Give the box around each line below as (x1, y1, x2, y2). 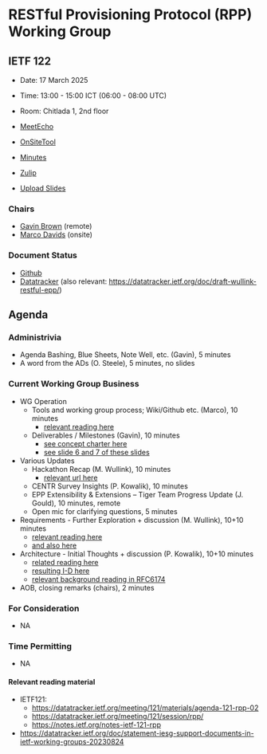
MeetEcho (19, 122, 54, 131)
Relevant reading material (8, 677, 96, 686)
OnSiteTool (19, 137, 56, 147)
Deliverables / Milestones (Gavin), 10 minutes (31, 430, 181, 440)
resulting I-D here (31, 566, 90, 575)
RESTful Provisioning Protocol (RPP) (8, 6, 253, 24)
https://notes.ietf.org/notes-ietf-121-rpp (31, 720, 162, 730)
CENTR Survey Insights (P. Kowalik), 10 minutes (31, 481, 189, 491)
